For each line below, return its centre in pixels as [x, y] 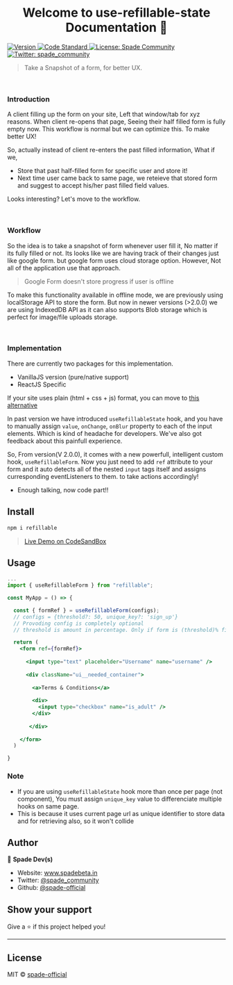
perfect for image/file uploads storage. [62, 317]
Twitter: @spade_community [58, 880]
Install [21, 512]
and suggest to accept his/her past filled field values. [93, 186]
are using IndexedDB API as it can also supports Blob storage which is [107, 309]
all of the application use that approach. [64, 268]
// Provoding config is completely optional [79, 624]
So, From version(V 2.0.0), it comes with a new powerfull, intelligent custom [115, 454]
